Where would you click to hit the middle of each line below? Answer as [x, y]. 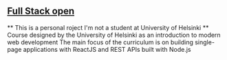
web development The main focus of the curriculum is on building [100, 42]
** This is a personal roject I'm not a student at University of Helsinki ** [108, 27]
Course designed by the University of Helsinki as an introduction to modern [114, 35]
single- [205, 42]
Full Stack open [41, 11]
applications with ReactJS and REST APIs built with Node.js [107, 49]
